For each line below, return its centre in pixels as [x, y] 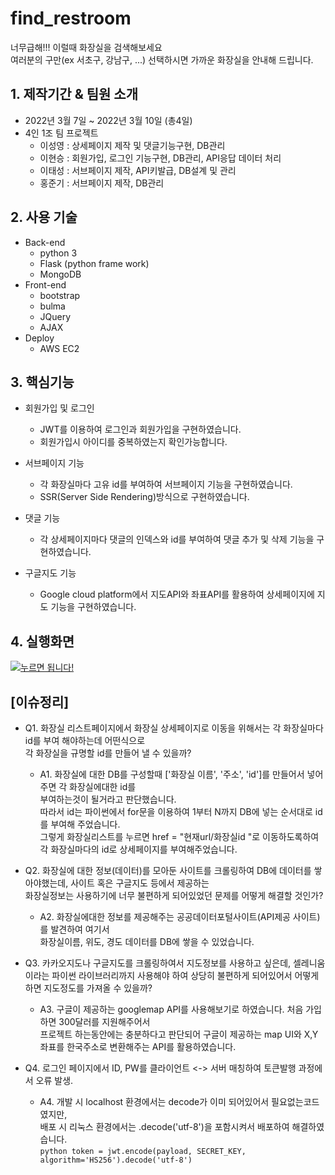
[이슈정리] [40, 702]
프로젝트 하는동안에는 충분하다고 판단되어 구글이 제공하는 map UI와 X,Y [179, 1034]
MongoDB [60, 274]
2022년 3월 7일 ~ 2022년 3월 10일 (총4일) [108, 120]
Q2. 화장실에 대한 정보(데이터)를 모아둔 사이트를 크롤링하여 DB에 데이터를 [168, 870]
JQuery [55, 316]
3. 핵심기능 [42, 382]
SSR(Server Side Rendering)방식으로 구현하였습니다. [144, 497]
